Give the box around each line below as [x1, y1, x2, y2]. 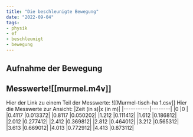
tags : [6, 19, 19, 25]
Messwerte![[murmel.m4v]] [6, 83, 112, 93]
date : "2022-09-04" [6, 14, 54, 20]
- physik [6, 25, 28, 31]
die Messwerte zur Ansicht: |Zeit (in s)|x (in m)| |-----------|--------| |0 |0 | [6, 106, 189, 113]
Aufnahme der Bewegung [6, 63, 103, 74]
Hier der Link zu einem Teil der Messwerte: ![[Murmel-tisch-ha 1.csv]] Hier [6, 99, 187, 106]
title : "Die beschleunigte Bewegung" [6, 8, 99, 15]
